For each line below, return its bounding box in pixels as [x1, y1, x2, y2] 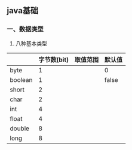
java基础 [7, 5, 39, 16]
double [10, 124, 29, 133]
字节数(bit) [38, 56, 69, 64]
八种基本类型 [15, 39, 47, 47]
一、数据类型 [7, 25, 44, 33]
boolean [10, 75, 33, 84]
